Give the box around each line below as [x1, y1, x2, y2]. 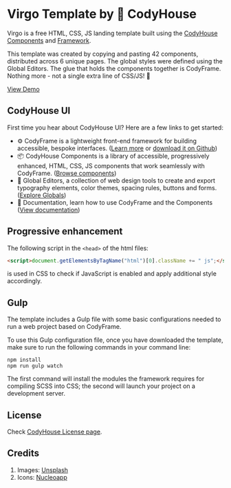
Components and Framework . [7, 36, 91, 44]
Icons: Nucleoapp [16, 473, 67, 481]
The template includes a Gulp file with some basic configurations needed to [7, 315, 221, 323]
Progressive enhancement [7, 225, 123, 237]
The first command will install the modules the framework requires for [7, 375, 205, 383]
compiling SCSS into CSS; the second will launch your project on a [7, 382, 196, 390]
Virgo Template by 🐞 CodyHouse [7, 6, 197, 22]
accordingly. [7, 277, 43, 285]
